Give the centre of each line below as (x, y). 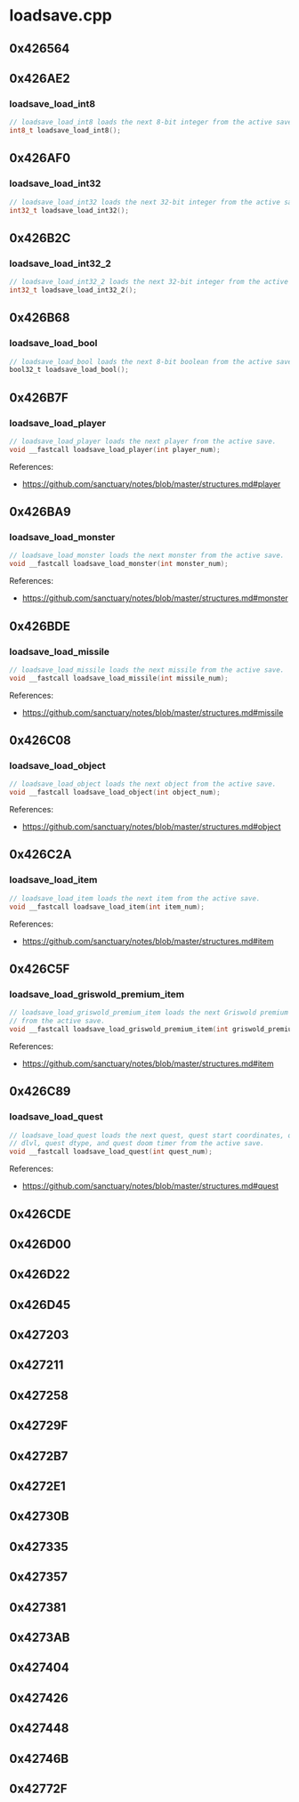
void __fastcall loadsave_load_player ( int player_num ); (115, 449)
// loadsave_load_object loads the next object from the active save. (143, 784)
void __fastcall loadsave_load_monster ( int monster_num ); (119, 564)
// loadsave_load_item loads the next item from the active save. (135, 898)
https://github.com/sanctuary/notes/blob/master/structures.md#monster (155, 598)
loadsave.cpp (61, 16)
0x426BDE (40, 626)
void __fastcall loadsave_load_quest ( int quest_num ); (111, 1152)
